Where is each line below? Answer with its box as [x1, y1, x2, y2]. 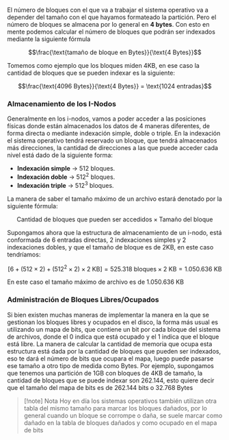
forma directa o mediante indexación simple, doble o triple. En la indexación [7, 130, 221, 138]
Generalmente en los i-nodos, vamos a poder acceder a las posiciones [7, 114, 206, 123]
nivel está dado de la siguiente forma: [7, 151, 113, 160]
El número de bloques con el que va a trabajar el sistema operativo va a [7, 6, 208, 14]
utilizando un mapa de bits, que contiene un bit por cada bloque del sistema [7, 325, 221, 333]
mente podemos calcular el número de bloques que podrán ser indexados [7, 27, 215, 36]
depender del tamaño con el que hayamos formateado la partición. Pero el [7, 13, 217, 21]
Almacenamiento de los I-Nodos [7, 99, 116, 108]
